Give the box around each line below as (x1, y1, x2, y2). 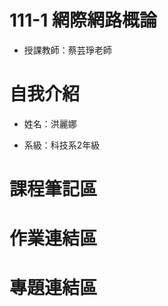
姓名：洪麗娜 (23, 117, 77, 130)
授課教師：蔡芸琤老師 (23, 44, 112, 56)
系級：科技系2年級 (23, 139, 101, 151)
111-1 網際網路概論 (9, 9, 158, 32)
